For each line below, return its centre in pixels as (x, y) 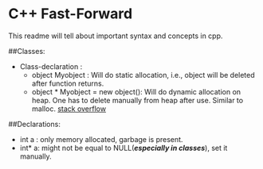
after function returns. (68, 83)
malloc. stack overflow (69, 109)
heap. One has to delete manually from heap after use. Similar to (137, 100)
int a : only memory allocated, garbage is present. (101, 139)
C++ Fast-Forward (71, 14)
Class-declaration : (51, 66)
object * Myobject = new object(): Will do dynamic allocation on (136, 91)
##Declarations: (35, 124)
